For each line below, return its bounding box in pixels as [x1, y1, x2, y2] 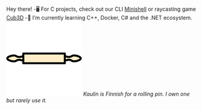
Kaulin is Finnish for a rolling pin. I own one [83, 90, 190, 97]
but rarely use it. [6, 97, 47, 104]
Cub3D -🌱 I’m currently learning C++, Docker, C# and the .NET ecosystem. [6, 14, 193, 21]
